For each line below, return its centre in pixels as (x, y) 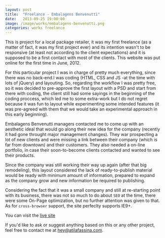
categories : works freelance (35, 28)
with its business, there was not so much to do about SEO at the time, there (81, 196)
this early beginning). (27, 114)
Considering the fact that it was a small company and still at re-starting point (83, 190)
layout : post (18, 10)
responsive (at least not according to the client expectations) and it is (75, 53)
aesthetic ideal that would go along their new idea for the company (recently (82, 129)
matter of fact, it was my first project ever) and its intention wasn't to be (78, 47)
